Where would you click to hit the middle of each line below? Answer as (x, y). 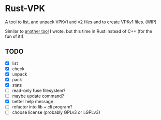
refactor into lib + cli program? (42, 107)
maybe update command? (38, 96)
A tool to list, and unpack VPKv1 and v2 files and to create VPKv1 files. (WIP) (81, 22)
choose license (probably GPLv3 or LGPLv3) (56, 112)
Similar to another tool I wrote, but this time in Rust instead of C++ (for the (79, 31)
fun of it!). (15, 36)
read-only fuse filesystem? (39, 90)
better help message (33, 102)
